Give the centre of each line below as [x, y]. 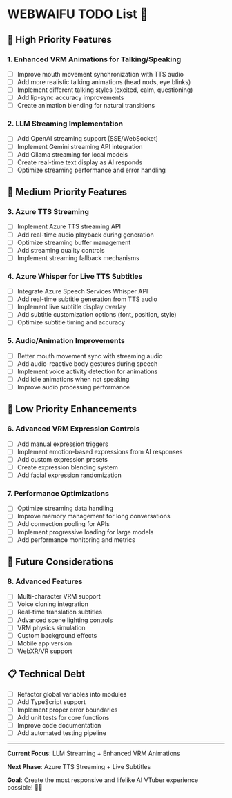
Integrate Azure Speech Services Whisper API [83, 291]
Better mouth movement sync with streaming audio [90, 356]
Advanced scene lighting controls [65, 620]
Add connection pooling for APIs [64, 524]
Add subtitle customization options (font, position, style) [97, 315]
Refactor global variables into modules [72, 694]
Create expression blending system [68, 467]
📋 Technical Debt [46, 674]
